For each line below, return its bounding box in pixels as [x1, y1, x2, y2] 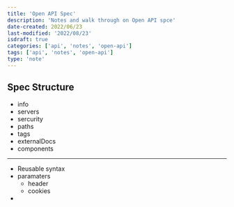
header [27, 179, 49, 187]
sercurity [17, 114, 44, 123]
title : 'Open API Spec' [7, 10, 77, 17]
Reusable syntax [17, 164, 65, 173]
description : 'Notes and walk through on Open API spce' [7, 17, 176, 24]
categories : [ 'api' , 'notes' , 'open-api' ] [7, 43, 132, 49]
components [17, 144, 54, 153]
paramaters [17, 171, 51, 180]
